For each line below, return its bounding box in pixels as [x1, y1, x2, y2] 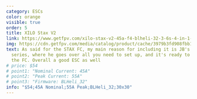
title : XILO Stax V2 [6, 30, 57, 36]
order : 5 [6, 24, 28, 31]
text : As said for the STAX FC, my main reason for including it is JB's [6, 47, 191, 52]
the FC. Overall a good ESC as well [11, 57, 101, 63]
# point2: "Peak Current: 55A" [6, 73, 83, 79]
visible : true [6, 19, 41, 25]
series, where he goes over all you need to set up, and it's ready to [11, 52, 191, 58]
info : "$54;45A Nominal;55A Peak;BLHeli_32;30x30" [6, 84, 133, 90]
